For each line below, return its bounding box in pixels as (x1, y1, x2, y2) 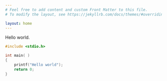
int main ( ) (5, 53, 30, 58)
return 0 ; (14, 67, 35, 72)
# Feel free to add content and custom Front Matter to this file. (5, 7, 148, 12)
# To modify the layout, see (5, 12, 66, 17)
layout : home (5, 21, 32, 26)
